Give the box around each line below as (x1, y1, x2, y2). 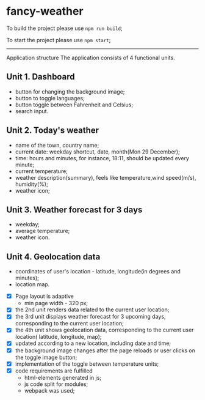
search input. (15, 107, 49, 114)
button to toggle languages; (15, 94, 85, 102)
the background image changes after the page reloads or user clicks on (15, 347, 196, 354)
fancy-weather (6, 4, 84, 18)
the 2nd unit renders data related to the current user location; (15, 306, 170, 313)
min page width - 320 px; (24, 300, 88, 307)
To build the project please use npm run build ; (6, 24, 123, 32)
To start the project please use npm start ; (6, 36, 111, 43)
